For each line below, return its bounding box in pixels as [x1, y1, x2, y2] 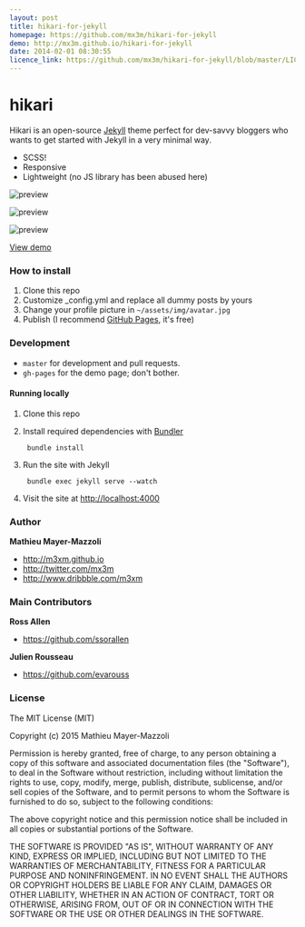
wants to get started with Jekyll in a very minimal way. [9, 134, 212, 145]
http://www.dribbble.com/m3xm [22, 573, 143, 584]
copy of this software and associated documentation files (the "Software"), [9, 757, 290, 768]
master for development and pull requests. [22, 357, 181, 368]
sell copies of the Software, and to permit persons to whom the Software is [9, 786, 290, 797]
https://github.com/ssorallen [22, 633, 130, 645]
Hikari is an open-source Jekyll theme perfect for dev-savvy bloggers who [9, 125, 289, 135]
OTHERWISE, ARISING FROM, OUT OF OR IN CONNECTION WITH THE [9, 899, 274, 910]
